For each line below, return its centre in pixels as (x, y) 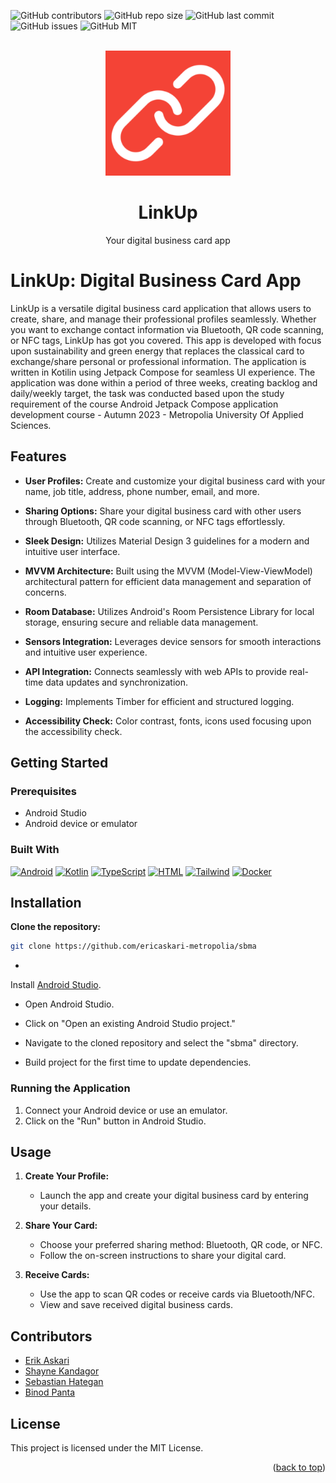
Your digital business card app (168, 240)
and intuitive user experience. (86, 652)
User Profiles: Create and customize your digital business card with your (175, 481)
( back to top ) (299, 1467)
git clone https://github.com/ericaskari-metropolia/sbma (133, 946)
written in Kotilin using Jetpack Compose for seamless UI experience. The (163, 372)
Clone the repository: (55, 927)
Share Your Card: (61, 1226)
